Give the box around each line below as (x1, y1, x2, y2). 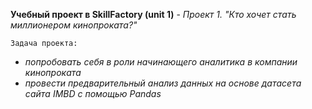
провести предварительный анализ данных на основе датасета (24, 77, 302, 89)
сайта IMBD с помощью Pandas (24, 88, 162, 99)
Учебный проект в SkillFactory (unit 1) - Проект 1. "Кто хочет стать (10, 9, 297, 20)
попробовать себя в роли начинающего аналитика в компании (24, 56, 298, 68)
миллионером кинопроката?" (10, 19, 138, 31)
